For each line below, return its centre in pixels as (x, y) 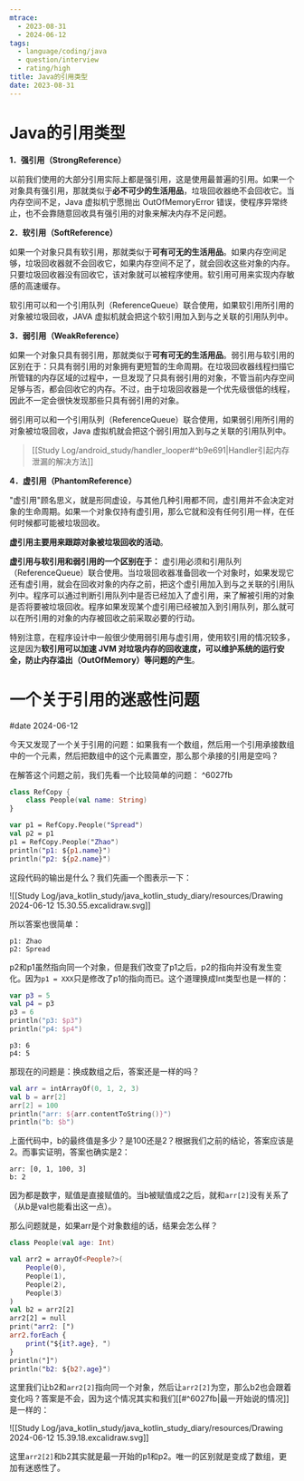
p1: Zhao (26, 941)
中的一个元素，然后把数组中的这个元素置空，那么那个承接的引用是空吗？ (144, 755)
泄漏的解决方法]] (62, 461)
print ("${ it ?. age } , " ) (68, 1343)
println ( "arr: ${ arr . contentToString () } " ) (90, 1114)
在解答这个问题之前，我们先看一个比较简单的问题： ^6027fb (121, 775)
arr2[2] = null (38, 1319)
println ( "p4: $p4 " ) (46, 1029)
